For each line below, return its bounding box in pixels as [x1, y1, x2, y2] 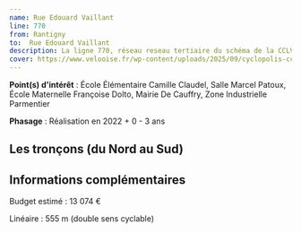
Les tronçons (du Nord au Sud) [9, 142, 184, 157]
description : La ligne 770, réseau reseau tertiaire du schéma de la [9, 47, 275, 56]
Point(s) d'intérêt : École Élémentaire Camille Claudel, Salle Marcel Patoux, [9, 80, 287, 90]
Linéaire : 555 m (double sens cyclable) [9, 213, 155, 224]
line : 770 [9, 22, 47, 30]
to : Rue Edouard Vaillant [9, 38, 110, 47]
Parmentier [9, 99, 51, 108]
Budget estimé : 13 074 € [9, 196, 101, 207]
